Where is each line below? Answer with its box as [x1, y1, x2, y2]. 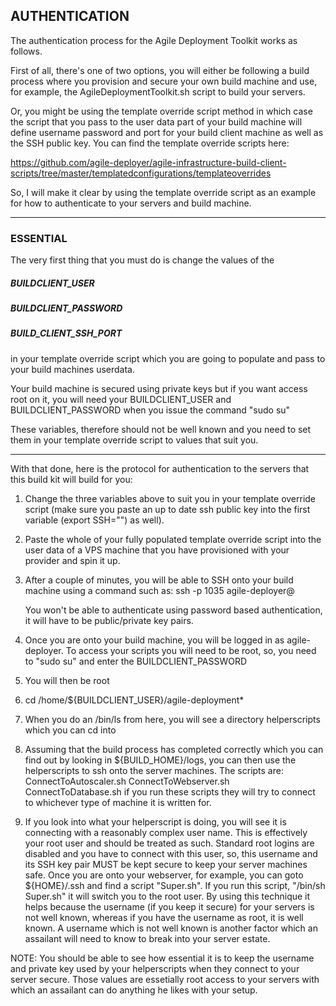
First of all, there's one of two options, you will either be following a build [10, 64, 310, 76]
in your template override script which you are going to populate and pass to [10, 352, 326, 364]
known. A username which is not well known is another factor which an [24, 922, 318, 934]
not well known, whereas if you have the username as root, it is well [24, 911, 304, 923]
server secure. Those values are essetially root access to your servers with [10, 973, 320, 985]
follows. [10, 45, 43, 57]
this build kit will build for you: [10, 473, 133, 485]
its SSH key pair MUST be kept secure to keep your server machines [24, 858, 308, 870]
